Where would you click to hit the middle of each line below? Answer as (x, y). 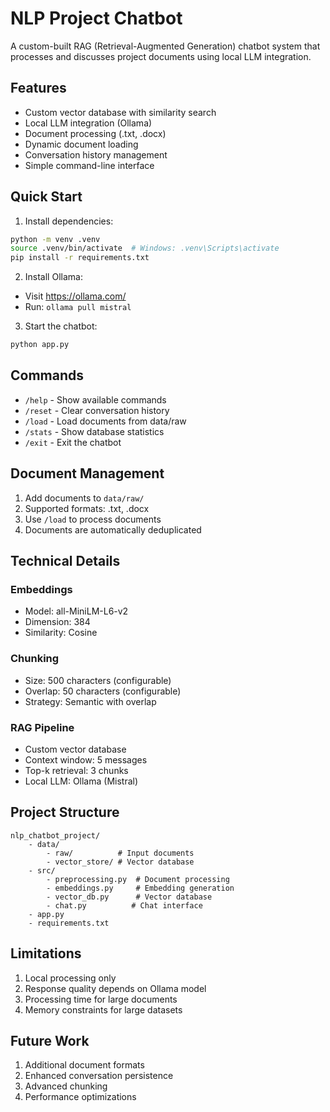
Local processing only (70, 978)
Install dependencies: (69, 221)
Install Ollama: (53, 277)
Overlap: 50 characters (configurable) (103, 691)
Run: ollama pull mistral (78, 307)
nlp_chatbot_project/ (55, 835)
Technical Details (65, 561)
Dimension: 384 (57, 622)
